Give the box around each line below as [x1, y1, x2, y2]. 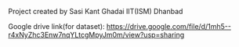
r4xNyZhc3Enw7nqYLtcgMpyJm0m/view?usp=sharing [8, 31, 185, 39]
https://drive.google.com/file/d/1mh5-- [106, 22, 231, 31]
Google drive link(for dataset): [8, 22, 105, 31]
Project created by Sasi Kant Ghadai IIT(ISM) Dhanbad [8, 7, 183, 16]
